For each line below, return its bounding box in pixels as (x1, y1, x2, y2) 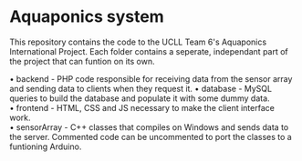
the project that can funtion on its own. (9, 55, 155, 66)
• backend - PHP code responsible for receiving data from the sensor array (9, 73, 293, 84)
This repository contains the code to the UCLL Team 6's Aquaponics (9, 36, 267, 47)
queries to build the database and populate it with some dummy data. (9, 93, 271, 104)
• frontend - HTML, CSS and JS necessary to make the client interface (9, 102, 276, 113)
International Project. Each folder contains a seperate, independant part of (9, 45, 289, 56)
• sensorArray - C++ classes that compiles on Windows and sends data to (9, 121, 289, 133)
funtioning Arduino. (9, 141, 82, 152)
